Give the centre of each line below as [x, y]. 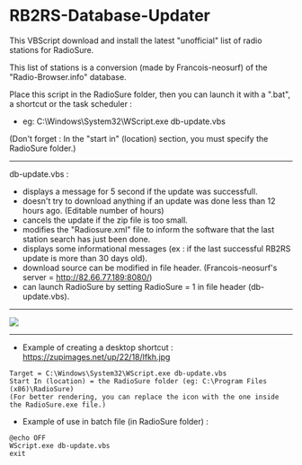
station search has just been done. [86, 239]
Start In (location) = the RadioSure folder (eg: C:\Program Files [138, 381]
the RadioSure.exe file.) [58, 405]
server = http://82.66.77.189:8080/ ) [87, 277]
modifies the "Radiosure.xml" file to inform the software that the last [148, 229]
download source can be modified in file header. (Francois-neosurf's [150, 268]
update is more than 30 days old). [85, 258]
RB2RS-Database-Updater [110, 16]
